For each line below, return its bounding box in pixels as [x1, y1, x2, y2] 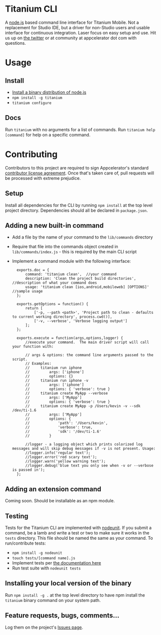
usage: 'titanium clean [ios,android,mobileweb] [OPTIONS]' [25, 285, 149, 290]
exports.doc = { [16, 268, 49, 273]
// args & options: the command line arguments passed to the [25, 353, 154, 358]
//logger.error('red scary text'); [25, 455, 97, 460]
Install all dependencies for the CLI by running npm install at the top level [5, 202, 153, 208]
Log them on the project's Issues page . [5, 624, 83, 630]
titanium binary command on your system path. [5, 597, 101, 603]
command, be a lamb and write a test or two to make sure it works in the [5, 530, 149, 535]
